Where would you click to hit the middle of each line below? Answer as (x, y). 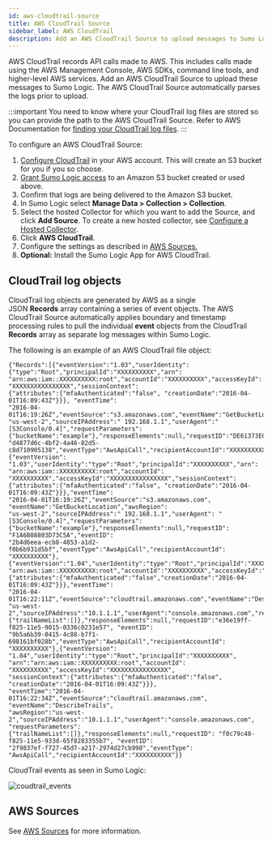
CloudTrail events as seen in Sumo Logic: (77, 770)
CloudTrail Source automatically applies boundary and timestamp (117, 318)
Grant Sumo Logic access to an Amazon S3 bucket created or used (132, 178)
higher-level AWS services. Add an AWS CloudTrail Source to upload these (133, 79)
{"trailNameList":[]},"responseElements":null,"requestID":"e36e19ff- (130, 621)
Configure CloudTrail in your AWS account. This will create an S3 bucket (141, 160)
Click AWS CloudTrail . (57, 238)
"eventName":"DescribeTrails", (61, 706)
